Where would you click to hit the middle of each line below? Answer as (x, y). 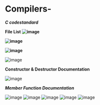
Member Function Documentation (40, 88)
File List (13, 31)
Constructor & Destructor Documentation (48, 69)
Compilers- (28, 9)
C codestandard (22, 22)
